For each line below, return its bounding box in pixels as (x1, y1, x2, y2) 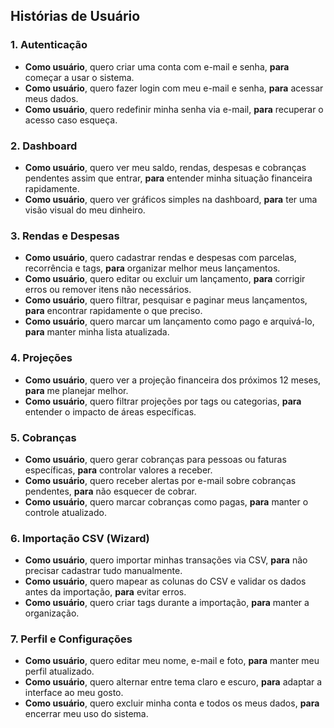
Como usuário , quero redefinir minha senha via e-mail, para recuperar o (24, 103, 324, 115)
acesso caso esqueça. (24, 114, 118, 126)
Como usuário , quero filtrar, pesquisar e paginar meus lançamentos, (24, 294, 308, 306)
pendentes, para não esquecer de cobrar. (24, 485, 198, 497)
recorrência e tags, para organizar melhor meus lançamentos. (24, 262, 281, 274)
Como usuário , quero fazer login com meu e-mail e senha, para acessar (24, 82, 324, 94)
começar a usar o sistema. (24, 71, 135, 83)
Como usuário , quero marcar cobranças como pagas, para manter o (24, 495, 309, 508)
